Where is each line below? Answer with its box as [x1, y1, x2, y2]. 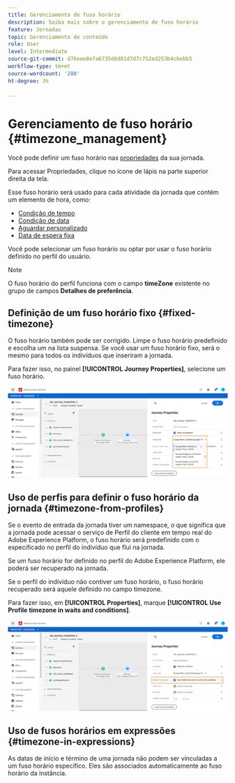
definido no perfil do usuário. [8, 252, 91, 261]
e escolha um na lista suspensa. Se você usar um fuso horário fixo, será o [8, 344, 220, 352]
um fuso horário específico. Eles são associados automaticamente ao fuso [8, 761, 222, 770]
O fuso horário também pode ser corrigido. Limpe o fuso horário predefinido [8, 336, 227, 345]
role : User [8, 40, 40, 48]
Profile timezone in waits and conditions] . [8, 606, 131, 614]
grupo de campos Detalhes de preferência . [8, 287, 134, 295]
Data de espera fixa [17, 231, 75, 240]
